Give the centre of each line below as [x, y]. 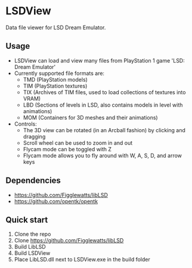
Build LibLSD [30, 247]
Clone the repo [32, 234]
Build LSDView [32, 253]
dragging [34, 136]
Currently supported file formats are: [59, 73]
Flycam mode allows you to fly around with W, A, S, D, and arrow [103, 155]
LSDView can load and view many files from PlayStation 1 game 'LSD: [100, 60]
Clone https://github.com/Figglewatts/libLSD [69, 241]
